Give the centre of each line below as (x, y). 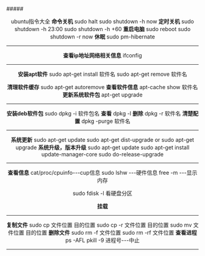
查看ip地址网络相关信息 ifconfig (103, 55)
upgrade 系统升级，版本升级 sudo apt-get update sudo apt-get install (103, 147)
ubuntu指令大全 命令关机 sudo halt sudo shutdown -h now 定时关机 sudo (103, 21)
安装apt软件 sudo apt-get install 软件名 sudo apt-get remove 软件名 (103, 74)
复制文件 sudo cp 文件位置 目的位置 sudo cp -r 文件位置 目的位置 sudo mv (99, 225)
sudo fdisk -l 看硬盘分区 (103, 193)
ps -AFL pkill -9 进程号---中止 (103, 240)
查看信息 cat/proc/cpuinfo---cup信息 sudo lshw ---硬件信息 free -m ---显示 (103, 173)
